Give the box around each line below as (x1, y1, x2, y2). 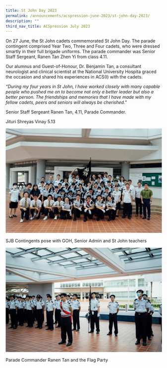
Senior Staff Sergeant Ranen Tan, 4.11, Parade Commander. (5, 109, 126, 115)
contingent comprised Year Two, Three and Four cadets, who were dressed (5, 43, 160, 49)
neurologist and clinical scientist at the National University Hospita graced (5, 69, 157, 74)
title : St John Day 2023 (5, 8, 57, 13)
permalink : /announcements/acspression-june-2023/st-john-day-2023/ (5, 13, 150, 18)
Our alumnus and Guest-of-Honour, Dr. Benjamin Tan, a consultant (5, 64, 142, 70)
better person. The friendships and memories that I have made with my (5, 94, 152, 100)
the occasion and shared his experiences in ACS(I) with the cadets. (5, 74, 143, 80)
